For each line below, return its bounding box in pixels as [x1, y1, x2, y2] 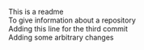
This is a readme [8, 7, 64, 16]
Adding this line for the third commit [8, 24, 128, 33]
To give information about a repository [8, 15, 136, 25]
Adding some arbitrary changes [8, 32, 115, 42]
